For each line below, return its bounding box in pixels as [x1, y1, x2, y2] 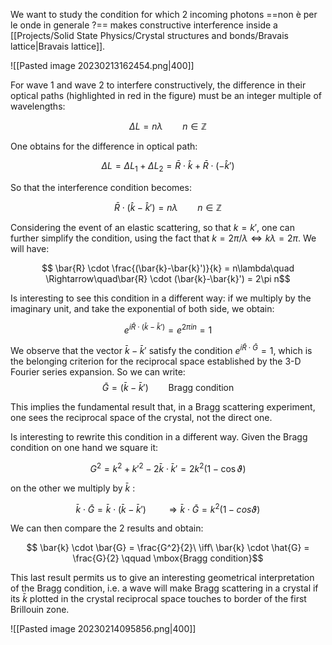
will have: [10, 242, 50, 254]
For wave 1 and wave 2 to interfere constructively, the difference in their [10, 79, 307, 91]
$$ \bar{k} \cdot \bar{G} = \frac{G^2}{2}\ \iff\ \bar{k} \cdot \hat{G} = [26, 542, 310, 554]
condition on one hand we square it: [10, 442, 159, 454]
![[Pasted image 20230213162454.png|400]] [10, 60, 195, 71]
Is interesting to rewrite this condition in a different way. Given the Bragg [10, 431, 308, 443]
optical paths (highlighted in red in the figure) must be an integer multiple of [10, 90, 322, 101]
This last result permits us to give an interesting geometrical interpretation [10, 572, 315, 584]
